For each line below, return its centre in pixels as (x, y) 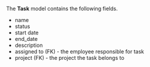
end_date (26, 39)
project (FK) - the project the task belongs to (70, 58)
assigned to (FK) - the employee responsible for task (79, 52)
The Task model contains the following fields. (62, 9)
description (29, 45)
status (22, 26)
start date (26, 33)
